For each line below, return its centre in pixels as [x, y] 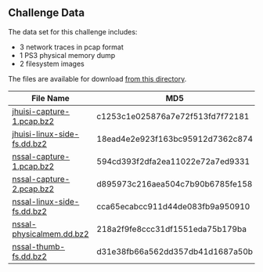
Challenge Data [46, 13]
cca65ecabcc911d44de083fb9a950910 [173, 206]
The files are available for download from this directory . [97, 78]
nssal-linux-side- [46, 201]
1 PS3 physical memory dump [67, 55]
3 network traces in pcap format [71, 47]
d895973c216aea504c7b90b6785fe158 [175, 183]
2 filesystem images [52, 63]
